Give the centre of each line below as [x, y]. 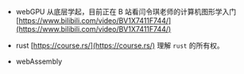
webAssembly [39, 61]
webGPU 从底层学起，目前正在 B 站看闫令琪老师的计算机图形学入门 [126, 12]
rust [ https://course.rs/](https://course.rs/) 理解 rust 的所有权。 [120, 45]
